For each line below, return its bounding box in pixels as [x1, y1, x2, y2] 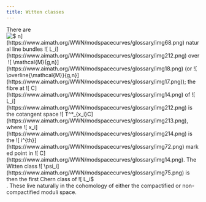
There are [6, 26, 31, 33]
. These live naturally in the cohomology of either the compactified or [6, 182, 181, 189]
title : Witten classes [6, 9, 64, 15]
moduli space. [40, 188, 77, 196]
